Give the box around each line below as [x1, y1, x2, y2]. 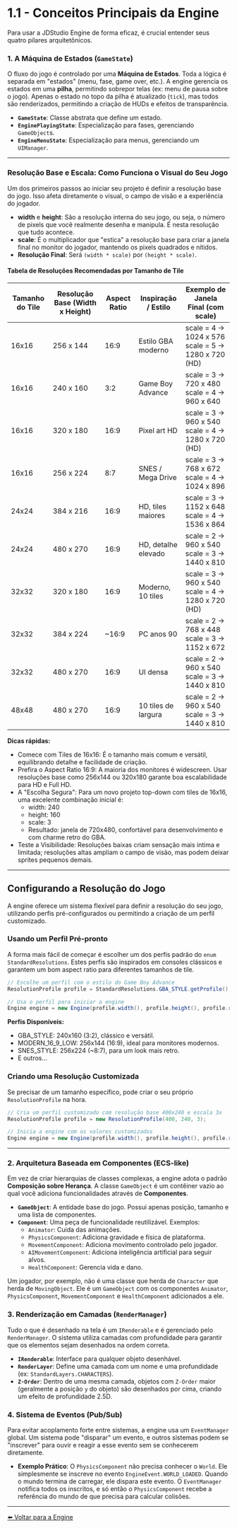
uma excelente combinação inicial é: [17, 795, 123, 804]
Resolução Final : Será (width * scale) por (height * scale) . [17, 250, 197, 259]
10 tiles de [138, 701, 174, 711]
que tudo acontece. [17, 228, 75, 236]
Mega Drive [138, 472, 178, 482]
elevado [138, 548, 166, 558]
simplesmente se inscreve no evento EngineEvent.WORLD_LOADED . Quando [17, 1470, 228, 1478]
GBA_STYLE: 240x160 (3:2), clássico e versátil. [17, 1031, 155, 1040]
